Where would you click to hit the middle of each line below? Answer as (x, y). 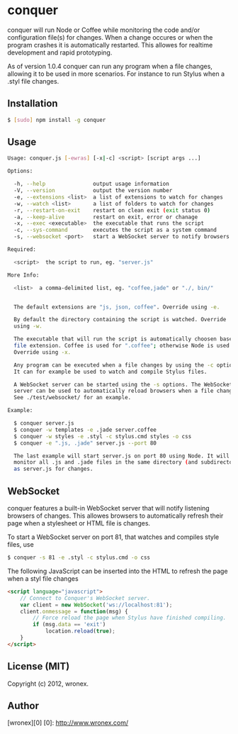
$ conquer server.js (44, 423)
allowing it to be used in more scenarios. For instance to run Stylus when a (116, 74)
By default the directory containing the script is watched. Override (120, 320)
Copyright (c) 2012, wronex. (48, 684)
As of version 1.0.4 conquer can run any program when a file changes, (110, 66)
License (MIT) (39, 666)
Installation (33, 104)
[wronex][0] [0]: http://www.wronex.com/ (68, 723)
